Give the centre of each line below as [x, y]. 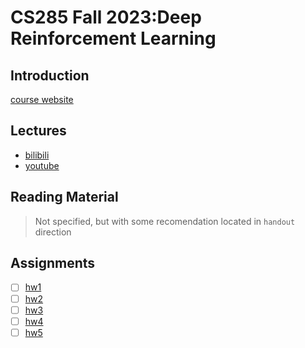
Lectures [38, 131]
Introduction [50, 75]
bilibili [37, 155]
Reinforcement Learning [113, 38]
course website [42, 99]
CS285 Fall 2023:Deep [106, 17]
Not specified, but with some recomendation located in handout [165, 221]
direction [53, 232]
